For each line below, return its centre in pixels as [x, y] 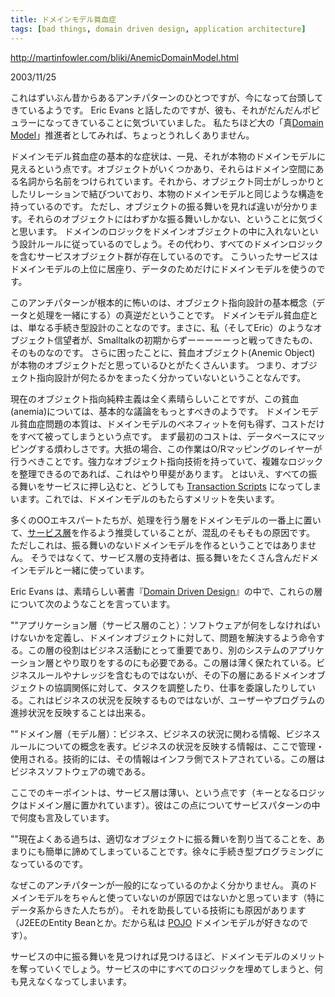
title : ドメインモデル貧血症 [63, 19]
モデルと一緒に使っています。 [88, 570]
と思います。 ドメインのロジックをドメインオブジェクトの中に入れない [156, 231]
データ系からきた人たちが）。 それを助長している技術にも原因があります [158, 910]
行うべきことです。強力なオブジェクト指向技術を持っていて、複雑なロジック [167, 461]
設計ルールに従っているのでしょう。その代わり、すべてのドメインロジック [171, 243]
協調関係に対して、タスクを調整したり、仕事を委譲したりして [180, 687]
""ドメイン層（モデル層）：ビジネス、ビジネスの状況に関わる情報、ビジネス [166, 733]
